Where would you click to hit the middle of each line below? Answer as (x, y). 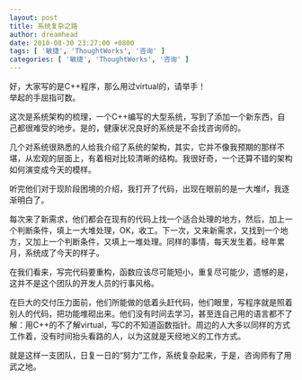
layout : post (34, 18)
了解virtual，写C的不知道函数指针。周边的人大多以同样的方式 (177, 325)
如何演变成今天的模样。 (53, 169)
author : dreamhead (44, 34)
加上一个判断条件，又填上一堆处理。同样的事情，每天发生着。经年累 (159, 241)
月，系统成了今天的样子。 (57, 253)
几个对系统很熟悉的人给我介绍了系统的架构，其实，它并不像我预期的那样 (143, 147)
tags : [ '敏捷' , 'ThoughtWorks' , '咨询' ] (87, 51)
